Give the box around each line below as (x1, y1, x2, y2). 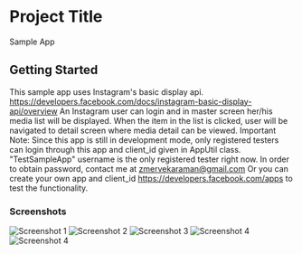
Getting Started (9, 62, 99, 78)
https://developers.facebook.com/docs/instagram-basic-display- (9, 96, 252, 107)
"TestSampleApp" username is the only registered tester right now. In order (9, 154, 289, 165)
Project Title (9, 6, 103, 27)
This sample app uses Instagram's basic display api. (9, 86, 204, 97)
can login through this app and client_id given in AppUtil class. (9, 144, 241, 155)
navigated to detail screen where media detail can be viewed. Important (9, 125, 277, 136)
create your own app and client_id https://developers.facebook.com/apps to (9, 173, 294, 183)
